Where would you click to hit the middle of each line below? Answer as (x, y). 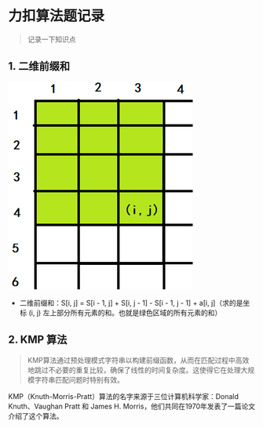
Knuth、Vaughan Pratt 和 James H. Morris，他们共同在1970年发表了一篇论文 (132, 406)
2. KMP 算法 (38, 340)
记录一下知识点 (51, 39)
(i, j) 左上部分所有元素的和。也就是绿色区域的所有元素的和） (125, 312)
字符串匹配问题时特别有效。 (79, 379)
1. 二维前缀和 (39, 66)
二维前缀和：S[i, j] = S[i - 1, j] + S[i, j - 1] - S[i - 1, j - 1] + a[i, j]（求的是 (131, 303)
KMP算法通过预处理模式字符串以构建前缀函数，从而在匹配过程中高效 (138, 360)
